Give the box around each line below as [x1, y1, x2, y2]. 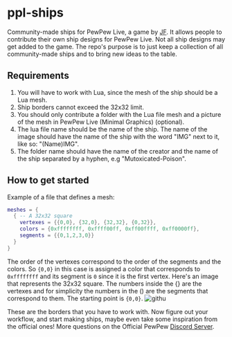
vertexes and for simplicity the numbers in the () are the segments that [7, 286, 208, 295]
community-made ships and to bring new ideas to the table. [7, 50, 178, 58]
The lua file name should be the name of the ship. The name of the [17, 125, 208, 133]
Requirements [7, 70, 69, 82]
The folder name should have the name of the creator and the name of [17, 147, 218, 155]
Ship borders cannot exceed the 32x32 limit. [17, 102, 144, 111]
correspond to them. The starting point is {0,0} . [7, 294, 143, 302]
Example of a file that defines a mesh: [7, 192, 115, 201]
